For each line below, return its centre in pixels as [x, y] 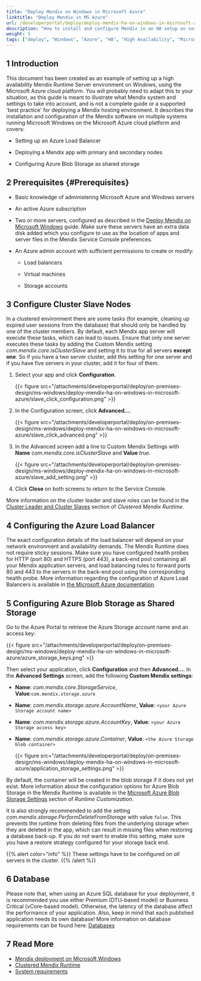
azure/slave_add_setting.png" [51, 477]
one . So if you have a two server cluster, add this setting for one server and [99, 357]
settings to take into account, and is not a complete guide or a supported [96, 103]
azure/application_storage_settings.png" [65, 769]
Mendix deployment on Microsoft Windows [68, 958]
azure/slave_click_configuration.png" [60, 399]
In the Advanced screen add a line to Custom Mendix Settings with [97, 447]
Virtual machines [45, 274]
